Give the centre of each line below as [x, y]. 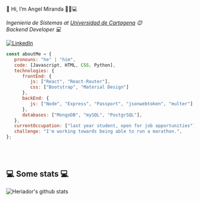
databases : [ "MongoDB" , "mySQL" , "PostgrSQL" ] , [82, 115]
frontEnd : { [37, 76]
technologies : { [34, 71]
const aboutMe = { [29, 54]
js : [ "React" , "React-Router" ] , [70, 82]
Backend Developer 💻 [34, 29]
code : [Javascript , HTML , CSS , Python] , [65, 65]
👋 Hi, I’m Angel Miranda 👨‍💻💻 [42, 9]
